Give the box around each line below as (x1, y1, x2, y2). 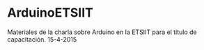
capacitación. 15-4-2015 (7, 35, 77, 43)
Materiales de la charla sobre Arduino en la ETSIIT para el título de (7, 28, 197, 36)
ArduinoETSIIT (7, 5, 94, 21)
